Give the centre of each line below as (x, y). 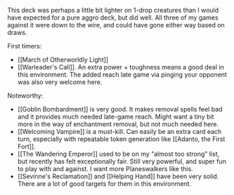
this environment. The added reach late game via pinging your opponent (122, 74)
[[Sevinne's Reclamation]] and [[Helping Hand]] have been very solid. (118, 176)
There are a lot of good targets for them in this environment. (104, 184)
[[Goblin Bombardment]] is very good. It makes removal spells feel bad (120, 109)
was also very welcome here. (60, 82)
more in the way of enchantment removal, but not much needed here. (118, 124)
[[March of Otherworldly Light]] (63, 60)
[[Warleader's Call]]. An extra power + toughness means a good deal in (121, 67)
